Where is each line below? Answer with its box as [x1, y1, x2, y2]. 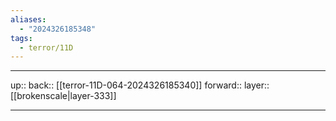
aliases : [10, 14, 47, 25]
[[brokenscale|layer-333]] [10, 90, 117, 102]
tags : [10, 33, 33, 43]
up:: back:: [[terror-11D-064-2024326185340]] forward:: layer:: [10, 79, 270, 91]
